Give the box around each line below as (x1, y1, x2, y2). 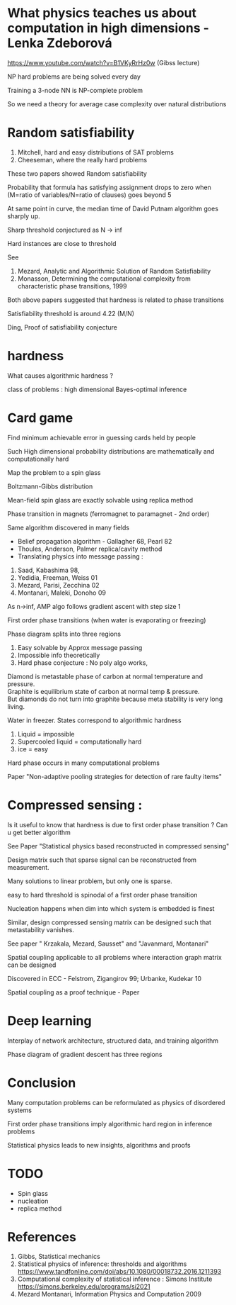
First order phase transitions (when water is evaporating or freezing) (7, 615, 206, 625)
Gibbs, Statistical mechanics (17, 1253, 100, 1261)
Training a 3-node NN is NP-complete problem (7, 86, 143, 94)
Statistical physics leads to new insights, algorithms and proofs (7, 1141, 191, 1149)
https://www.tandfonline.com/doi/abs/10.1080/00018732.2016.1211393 (17, 1267, 222, 1276)
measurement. (7, 863, 49, 871)
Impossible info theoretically (17, 651, 100, 659)
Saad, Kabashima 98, (17, 566, 80, 574)
